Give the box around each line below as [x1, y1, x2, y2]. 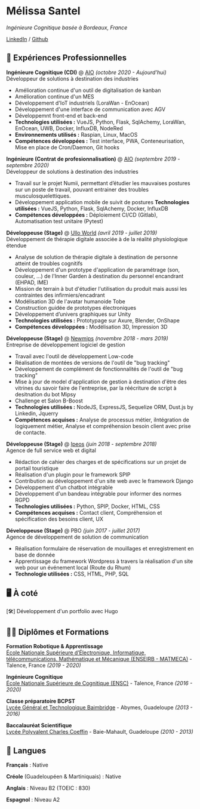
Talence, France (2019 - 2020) [6, 662, 82, 669]
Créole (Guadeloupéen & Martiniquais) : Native [6, 773, 121, 780]
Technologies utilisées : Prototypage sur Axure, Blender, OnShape [14, 316, 180, 324]
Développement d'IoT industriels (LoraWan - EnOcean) [14, 99, 150, 106]
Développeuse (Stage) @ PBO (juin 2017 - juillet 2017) [6, 527, 140, 534]
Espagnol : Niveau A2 [6, 796, 60, 804]
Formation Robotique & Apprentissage [6, 643, 103, 650]
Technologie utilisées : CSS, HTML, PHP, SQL [14, 570, 130, 577]
